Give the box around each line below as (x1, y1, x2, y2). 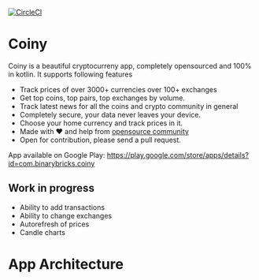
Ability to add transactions (19, 202, 105, 212)
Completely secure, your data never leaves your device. (19, 110, 201, 119)
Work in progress (8, 181, 94, 195)
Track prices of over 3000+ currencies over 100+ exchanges (19, 84, 218, 94)
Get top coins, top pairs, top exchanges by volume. (19, 93, 185, 103)
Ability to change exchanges (19, 211, 113, 220)
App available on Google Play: (8, 150, 105, 159)
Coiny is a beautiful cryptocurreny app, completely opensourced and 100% (8, 61, 252, 70)
